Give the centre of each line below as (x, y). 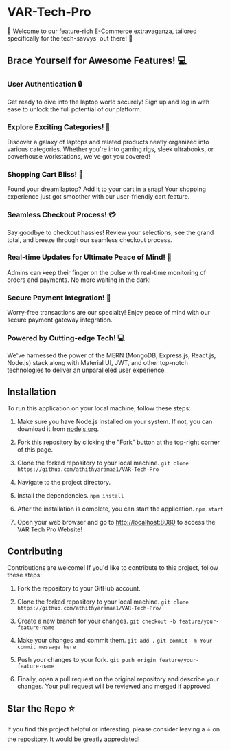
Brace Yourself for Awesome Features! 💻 (97, 61)
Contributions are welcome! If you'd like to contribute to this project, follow (113, 568)
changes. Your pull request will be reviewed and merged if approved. (114, 686)
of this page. (35, 450)
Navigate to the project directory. (64, 483)
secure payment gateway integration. (60, 320)
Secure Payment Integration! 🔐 (59, 298)
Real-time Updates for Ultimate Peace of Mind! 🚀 (90, 257)
